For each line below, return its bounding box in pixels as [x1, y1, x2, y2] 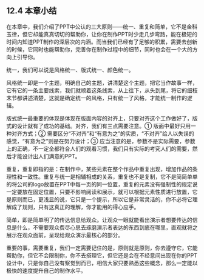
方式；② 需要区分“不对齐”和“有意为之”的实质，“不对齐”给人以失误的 [22, 130, 194, 137]
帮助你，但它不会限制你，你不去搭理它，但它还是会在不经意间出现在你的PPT [6, 252, 197, 259]
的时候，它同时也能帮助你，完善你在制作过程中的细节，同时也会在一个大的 [6, 45, 192, 53]
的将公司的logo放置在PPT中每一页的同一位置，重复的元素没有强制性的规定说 [6, 181, 198, 188]
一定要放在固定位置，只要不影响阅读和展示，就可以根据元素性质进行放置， [6, 188, 192, 195]
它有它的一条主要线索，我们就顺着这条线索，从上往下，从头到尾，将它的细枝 [6, 87, 198, 94]
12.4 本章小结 [6, 5, 57, 16]
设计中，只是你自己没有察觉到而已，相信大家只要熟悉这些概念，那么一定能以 [6, 259, 198, 267]
